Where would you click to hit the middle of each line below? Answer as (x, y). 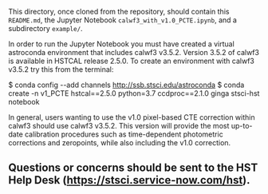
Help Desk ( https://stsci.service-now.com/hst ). (129, 180)
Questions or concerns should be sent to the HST (133, 168)
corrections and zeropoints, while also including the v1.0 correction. (120, 143)
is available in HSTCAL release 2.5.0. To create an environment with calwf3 (132, 61)
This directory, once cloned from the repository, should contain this (119, 12)
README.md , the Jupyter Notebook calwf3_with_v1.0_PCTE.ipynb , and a (123, 20)
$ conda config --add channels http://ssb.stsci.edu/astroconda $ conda (126, 85)
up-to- (242, 126)
